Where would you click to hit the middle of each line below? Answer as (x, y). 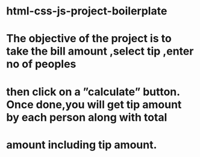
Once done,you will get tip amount (94, 104)
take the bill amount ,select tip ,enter (100, 51)
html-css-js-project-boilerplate (87, 11)
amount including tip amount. (82, 145)
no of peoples (41, 64)
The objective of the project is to (89, 39)
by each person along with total (87, 117)
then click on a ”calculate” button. (93, 92)
